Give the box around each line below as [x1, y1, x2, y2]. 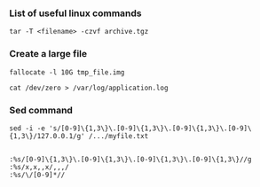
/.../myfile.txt [88, 131, 149, 140]
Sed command [9, 104, 74, 116]
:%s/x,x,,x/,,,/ [9, 162, 69, 171]
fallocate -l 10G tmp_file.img [9, 67, 125, 77]
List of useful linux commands [9, 7, 142, 19]
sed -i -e [9, 123, 46, 133]
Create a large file [9, 48, 87, 60]
